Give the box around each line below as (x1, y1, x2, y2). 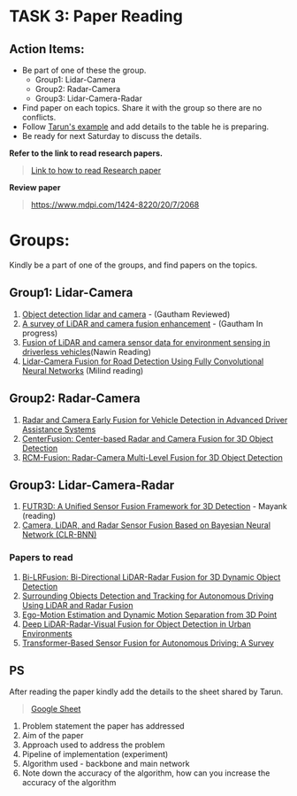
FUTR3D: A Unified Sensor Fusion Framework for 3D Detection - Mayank (21, 501, 287, 512)
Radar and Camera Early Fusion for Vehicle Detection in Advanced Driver (21, 414, 288, 425)
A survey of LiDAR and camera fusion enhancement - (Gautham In (21, 318, 263, 328)
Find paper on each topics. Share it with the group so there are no (21, 103, 263, 112)
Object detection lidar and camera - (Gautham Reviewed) (21, 308, 231, 320)
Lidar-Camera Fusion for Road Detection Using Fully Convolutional (21, 356, 264, 367)
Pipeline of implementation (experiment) (21, 749, 169, 760)
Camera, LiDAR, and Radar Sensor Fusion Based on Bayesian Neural (21, 520, 271, 530)
